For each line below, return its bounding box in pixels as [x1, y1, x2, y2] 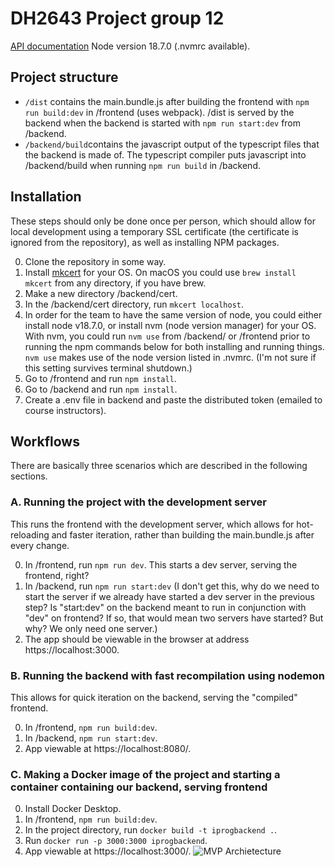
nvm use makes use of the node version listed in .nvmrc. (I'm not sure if [24, 351, 317, 363]
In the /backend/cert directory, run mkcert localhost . [24, 298, 244, 310]
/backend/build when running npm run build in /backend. [24, 159, 261, 171]
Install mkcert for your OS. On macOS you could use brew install [24, 266, 297, 278]
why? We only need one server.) [24, 622, 158, 634]
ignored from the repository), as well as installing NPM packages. [10, 236, 280, 248]
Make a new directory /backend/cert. [24, 287, 178, 299]
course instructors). [24, 404, 107, 416]
